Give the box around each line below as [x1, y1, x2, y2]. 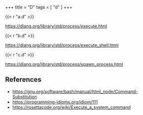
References [5, 76, 42, 84]
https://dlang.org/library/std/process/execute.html [5, 23, 107, 29]
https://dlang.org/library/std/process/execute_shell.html [5, 42, 119, 48]
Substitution [12, 93, 37, 100]
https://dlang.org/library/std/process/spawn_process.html [5, 61, 123, 67]
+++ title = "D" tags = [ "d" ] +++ [5, 4, 73, 10]
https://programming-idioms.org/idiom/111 [12, 99, 98, 105]
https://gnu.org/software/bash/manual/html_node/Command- [12, 88, 138, 94]
